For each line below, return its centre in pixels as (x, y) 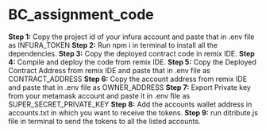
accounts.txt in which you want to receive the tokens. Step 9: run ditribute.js (133, 112)
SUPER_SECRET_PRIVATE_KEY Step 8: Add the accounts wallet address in (130, 104)
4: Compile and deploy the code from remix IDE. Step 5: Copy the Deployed (132, 62)
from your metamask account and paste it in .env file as (99, 95)
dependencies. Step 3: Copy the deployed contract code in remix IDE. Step (132, 53)
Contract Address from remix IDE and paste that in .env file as (109, 70)
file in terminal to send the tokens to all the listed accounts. (104, 121)
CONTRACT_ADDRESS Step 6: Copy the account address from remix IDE (128, 79)
